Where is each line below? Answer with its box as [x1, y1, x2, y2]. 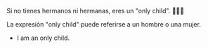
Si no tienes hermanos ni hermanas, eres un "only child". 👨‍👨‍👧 [6, 7, 184, 15]
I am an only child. [16, 34, 70, 42]
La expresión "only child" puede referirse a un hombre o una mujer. [6, 20, 202, 28]
